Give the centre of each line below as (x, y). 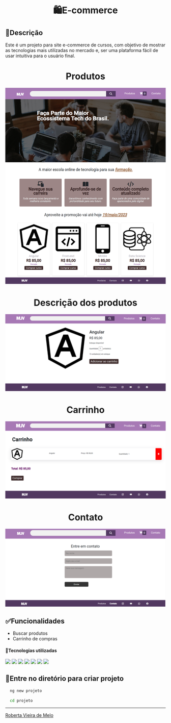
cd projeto (21, 701)
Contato (85, 518)
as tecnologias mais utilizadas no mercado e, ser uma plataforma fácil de (82, 50)
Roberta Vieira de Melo (29, 715)
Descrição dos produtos (85, 303)
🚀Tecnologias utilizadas (31, 650)
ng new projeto (26, 691)
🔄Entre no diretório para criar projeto (64, 678)
